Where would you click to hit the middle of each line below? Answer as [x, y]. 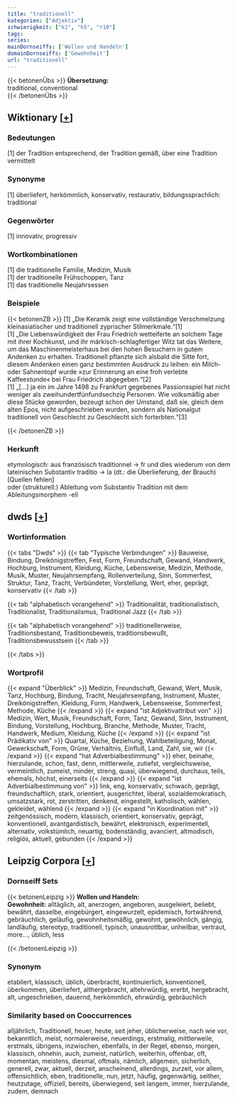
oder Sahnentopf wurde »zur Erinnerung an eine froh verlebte [98, 371]
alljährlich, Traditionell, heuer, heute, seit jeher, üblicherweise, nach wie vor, [118, 1031]
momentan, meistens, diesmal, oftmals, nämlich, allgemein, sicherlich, [109, 1061]
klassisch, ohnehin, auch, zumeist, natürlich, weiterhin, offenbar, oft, [107, 1054]
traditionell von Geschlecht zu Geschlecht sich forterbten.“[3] [97, 417]
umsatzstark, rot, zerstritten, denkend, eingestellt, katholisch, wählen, [109, 801]
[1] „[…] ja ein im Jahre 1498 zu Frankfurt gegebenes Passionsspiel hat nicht [119, 387]
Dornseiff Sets [33, 881]
